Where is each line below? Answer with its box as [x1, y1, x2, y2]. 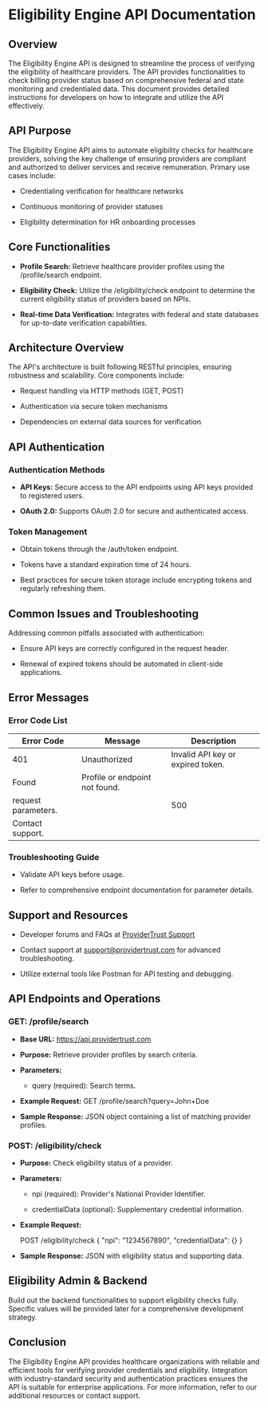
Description [191, 735, 237, 746]
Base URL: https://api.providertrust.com [19, 1034, 152, 1044]
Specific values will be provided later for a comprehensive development [8, 1303, 244, 1313]
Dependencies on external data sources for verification [19, 417, 202, 426]
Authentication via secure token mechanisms [19, 402, 168, 411]
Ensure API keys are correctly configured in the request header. [19, 644, 230, 653]
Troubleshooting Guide [8, 851, 100, 863]
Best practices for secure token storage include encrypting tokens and [19, 575, 252, 585]
